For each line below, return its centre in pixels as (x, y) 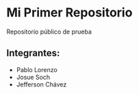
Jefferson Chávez (41, 84)
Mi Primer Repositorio (69, 13)
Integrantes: (33, 53)
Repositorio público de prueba (49, 32)
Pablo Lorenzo (37, 69)
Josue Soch (33, 77)
